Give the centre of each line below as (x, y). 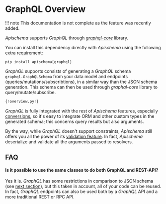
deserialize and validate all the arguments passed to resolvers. (69, 142)
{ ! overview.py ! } (22, 101)
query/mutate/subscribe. (31, 92)
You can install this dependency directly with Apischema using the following (83, 47)
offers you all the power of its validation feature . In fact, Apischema (74, 136)
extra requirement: (24, 53)
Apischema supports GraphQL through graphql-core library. (67, 38)
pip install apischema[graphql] (39, 62)
